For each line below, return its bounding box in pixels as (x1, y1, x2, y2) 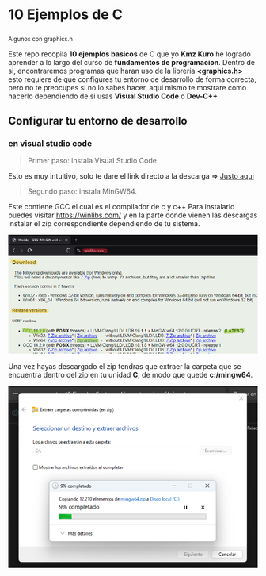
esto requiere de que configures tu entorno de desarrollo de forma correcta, (8, 74, 257, 84)
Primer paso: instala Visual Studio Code (27, 156, 157, 166)
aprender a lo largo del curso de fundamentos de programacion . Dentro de (8, 57, 256, 67)
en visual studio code (8, 138, 93, 149)
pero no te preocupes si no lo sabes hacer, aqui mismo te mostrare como (8, 83, 247, 92)
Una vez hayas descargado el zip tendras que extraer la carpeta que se (8, 362, 241, 371)
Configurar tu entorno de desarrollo (8, 114, 188, 128)
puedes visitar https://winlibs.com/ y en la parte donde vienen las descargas (8, 210, 258, 220)
